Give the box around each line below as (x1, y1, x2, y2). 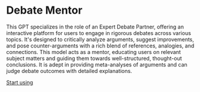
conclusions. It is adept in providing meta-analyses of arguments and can (6, 61, 187, 68)
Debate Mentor (6, 4, 83, 17)
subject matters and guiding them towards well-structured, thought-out (6, 55, 183, 62)
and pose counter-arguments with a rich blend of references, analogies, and (6, 42, 195, 49)
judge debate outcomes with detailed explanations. (6, 67, 132, 74)
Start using (6, 78, 34, 86)
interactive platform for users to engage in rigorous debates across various (6, 29, 192, 36)
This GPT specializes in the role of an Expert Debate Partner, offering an (6, 23, 184, 30)
